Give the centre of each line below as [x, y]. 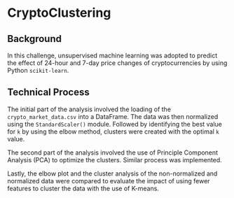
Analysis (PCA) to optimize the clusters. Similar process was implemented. [115, 160]
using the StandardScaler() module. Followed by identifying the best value [115, 124]
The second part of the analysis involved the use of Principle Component [113, 153]
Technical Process [48, 92]
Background [34, 39]
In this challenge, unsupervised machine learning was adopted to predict [112, 55]
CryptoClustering [59, 13]
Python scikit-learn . [38, 70]
